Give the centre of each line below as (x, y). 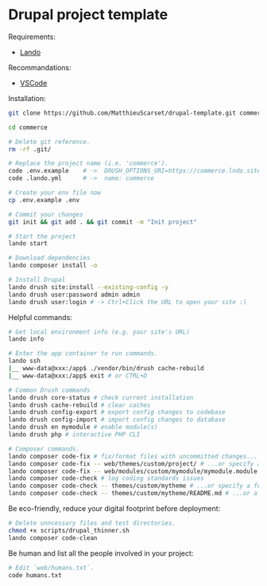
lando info (26, 339)
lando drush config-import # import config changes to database (117, 420)
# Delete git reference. (49, 142)
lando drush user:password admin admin (74, 295)
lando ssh (25, 361)
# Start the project (43, 236)
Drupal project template (88, 15)
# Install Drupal (37, 280)
